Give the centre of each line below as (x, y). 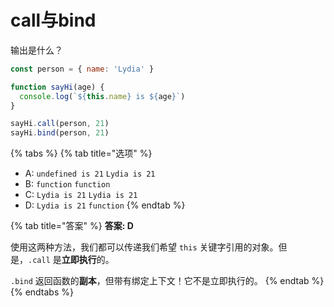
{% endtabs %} (42, 292)
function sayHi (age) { (57, 87)
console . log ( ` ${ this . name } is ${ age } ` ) (102, 96)
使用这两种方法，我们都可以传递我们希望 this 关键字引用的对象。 (144, 247)
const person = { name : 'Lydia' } (82, 69)
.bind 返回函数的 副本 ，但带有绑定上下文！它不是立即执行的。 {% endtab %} (167, 281)
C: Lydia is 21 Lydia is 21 (81, 195)
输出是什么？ (36, 50)
